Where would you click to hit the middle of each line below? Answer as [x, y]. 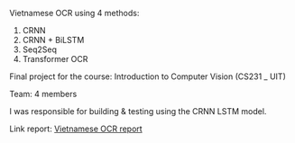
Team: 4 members [43, 94]
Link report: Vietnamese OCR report [76, 129]
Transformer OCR [55, 59]
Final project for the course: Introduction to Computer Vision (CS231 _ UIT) [147, 76]
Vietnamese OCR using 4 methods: [74, 13]
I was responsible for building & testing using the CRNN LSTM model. [138, 111]
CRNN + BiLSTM [53, 40]
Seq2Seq [39, 49]
